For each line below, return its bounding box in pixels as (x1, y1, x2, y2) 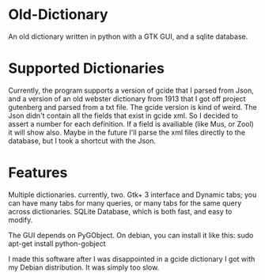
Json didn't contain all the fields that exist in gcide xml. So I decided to (8, 111, 239, 120)
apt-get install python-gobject (8, 239, 106, 248)
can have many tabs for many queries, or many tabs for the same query (8, 198, 242, 207)
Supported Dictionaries (8, 59, 165, 78)
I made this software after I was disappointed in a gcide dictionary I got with (8, 254, 256, 263)
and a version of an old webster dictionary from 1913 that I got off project (8, 93, 246, 104)
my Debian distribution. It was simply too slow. (8, 263, 160, 272)
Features (8, 164, 68, 182)
